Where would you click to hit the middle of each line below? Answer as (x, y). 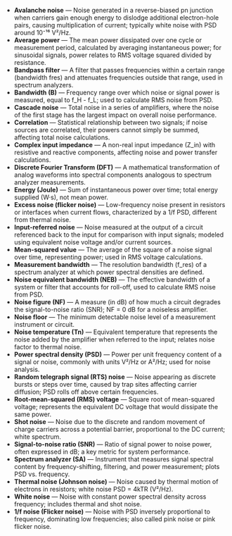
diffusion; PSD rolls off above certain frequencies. (86, 392)
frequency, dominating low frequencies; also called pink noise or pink (115, 519)
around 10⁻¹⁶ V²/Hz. (43, 32)
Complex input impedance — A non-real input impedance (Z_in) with (115, 145)
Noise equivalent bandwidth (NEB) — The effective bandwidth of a (112, 280)
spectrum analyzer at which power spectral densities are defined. (109, 272)
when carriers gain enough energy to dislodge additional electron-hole (116, 18)
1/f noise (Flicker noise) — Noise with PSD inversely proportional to (112, 511)
